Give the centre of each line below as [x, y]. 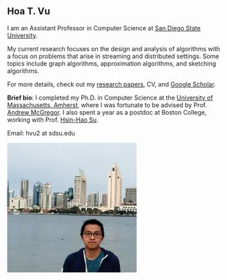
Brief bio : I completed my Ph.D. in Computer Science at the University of [110, 97]
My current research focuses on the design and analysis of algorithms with [114, 48]
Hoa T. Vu [29, 11]
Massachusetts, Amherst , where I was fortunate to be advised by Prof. [107, 105]
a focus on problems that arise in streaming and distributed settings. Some [113, 56]
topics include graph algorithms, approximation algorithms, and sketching [112, 63]
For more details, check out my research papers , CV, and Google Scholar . [111, 84]
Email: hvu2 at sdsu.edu [41, 133]
